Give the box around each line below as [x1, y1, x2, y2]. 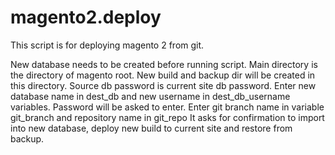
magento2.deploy [10, 6, 162, 29]
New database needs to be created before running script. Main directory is [10, 58, 318, 70]
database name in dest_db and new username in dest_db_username [10, 90, 291, 102]
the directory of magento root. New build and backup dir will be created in [10, 69, 316, 81]
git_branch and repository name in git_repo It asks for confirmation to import [10, 111, 325, 123]
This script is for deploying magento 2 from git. [10, 39, 205, 51]
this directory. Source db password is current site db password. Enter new [10, 79, 317, 91]
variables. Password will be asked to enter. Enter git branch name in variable [10, 101, 325, 113]
